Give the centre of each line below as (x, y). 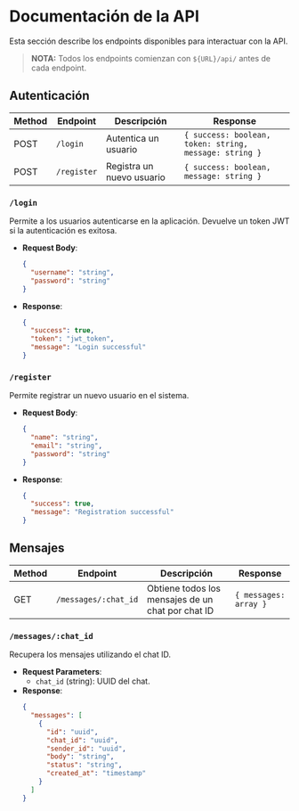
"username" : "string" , (73, 272)
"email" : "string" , (67, 446)
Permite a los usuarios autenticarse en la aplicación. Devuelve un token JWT (149, 221)
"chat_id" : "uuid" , (82, 740)
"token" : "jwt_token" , (73, 339)
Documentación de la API (105, 16)
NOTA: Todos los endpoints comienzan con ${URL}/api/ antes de (151, 58)
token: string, (216, 143)
